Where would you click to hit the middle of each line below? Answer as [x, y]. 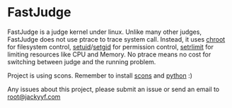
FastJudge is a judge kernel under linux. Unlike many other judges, [104, 32]
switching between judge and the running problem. [82, 61]
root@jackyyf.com [34, 97]
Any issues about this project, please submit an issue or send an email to [114, 89]
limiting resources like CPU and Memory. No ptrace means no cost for [109, 54]
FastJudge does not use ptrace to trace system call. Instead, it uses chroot [116, 39]
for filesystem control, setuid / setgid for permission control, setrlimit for [110, 47]
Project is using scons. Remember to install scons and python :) [100, 76]
